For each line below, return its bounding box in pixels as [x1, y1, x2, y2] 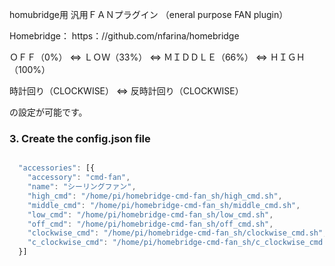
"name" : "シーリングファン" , [27, 182, 137, 192]
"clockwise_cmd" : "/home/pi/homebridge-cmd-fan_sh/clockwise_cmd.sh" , [27, 228, 328, 238]
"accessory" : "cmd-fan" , [27, 173, 131, 183]
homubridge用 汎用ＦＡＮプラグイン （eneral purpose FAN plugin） [9, 9, 289, 20]
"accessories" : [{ [18, 163, 96, 173]
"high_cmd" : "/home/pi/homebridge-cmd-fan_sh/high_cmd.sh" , [27, 191, 283, 201]
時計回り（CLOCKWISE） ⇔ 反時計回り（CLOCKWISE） [9, 85, 244, 97]
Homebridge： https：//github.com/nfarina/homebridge [9, 30, 240, 42]
